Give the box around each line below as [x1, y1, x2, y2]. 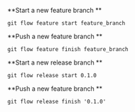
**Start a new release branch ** [7, 58, 103, 67]
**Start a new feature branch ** [7, 6, 102, 14]
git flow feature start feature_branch [7, 20, 126, 27]
